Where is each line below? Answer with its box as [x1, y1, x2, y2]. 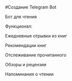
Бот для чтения [5, 14, 37, 19]
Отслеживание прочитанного [5, 52, 67, 58]
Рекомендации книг [5, 42, 47, 48]
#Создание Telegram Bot [5, 4, 57, 10]
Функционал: [5, 23, 33, 29]
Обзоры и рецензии [5, 62, 47, 67]
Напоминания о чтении [5, 71, 54, 77]
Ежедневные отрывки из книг [5, 33, 68, 39]
